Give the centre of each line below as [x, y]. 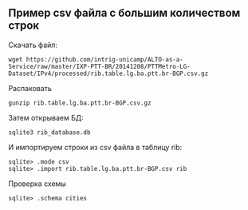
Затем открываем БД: [46, 117]
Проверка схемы [37, 184]
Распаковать [30, 88]
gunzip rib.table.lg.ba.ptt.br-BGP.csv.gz [80, 103]
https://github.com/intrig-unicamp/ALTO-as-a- [104, 59]
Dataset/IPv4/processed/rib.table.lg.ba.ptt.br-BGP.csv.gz [108, 73]
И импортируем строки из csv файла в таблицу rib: [95, 147]
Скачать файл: [33, 45]
